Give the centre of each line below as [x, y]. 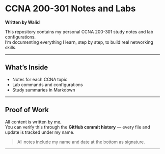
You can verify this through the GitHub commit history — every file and [78, 127]
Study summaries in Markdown [43, 90]
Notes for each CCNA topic [40, 79]
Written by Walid [23, 22]
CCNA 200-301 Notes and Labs [70, 9]
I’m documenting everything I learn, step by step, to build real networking [79, 42]
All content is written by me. [33, 122]
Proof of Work [27, 110]
